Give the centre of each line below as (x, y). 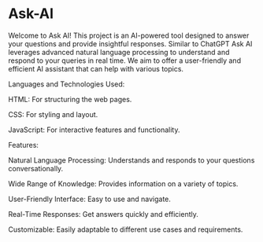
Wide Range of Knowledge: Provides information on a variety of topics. (123, 183)
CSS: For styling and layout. (53, 114)
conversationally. (36, 168)
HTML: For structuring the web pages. (70, 99)
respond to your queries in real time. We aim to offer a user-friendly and (125, 60)
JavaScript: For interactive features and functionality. (94, 130)
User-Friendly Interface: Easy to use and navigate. (90, 199)
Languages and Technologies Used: (67, 84)
